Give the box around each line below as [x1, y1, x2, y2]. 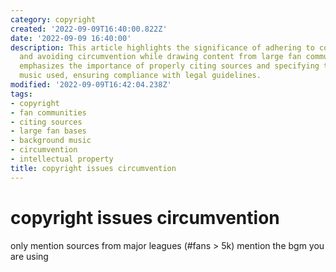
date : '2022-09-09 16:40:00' [10, 33, 132, 43]
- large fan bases [10, 126, 87, 136]
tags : [10, 89, 33, 99]
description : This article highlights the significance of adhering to [10, 42, 315, 53]
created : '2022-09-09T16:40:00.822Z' [10, 24, 168, 34]
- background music [10, 136, 92, 146]
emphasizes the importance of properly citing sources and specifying [19, 61, 320, 71]
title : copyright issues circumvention [10, 163, 177, 173]
